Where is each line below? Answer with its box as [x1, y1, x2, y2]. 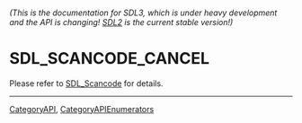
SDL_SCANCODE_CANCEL [9, 48, 209, 68]
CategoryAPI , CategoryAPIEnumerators [9, 103, 155, 114]
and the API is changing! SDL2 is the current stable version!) [9, 16, 234, 27]
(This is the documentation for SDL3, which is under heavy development [9, 7, 278, 18]
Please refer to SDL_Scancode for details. [9, 77, 164, 89]
